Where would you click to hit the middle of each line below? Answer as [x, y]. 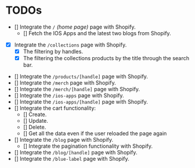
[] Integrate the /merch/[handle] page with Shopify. [77, 89]
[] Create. [35, 114]
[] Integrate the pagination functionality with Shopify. [88, 146]
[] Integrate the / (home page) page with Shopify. [75, 27]
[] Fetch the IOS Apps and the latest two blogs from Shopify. [97, 33]
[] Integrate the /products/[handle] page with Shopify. [81, 77]
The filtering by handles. [53, 52]
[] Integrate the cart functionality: [55, 108]
